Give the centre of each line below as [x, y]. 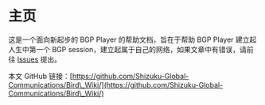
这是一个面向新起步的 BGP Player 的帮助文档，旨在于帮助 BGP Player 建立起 [132, 39]
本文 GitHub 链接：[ [41, 76]
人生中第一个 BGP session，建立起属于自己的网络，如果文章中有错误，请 [127, 49]
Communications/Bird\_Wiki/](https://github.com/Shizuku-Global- [116, 84]
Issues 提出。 [39, 59]
